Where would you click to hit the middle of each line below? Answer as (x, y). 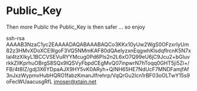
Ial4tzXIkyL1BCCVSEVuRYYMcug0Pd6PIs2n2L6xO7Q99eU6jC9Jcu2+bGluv (98, 57)
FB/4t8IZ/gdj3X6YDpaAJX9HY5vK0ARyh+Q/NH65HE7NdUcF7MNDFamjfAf (98, 69)
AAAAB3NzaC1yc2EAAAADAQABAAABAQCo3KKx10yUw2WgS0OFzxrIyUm (98, 44)
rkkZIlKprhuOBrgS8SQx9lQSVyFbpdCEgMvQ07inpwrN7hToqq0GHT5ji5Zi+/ (98, 63)
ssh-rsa (16, 38)
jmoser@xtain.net (75, 81)
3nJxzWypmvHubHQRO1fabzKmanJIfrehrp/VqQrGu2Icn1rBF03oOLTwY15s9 (98, 75)
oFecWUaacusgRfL (29, 81)
